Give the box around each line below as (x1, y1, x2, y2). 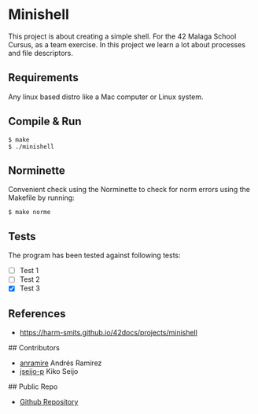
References (8, 307, 66, 320)
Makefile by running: (8, 193, 75, 202)
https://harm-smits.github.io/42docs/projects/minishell (19, 328, 198, 338)
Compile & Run (8, 115, 82, 128)
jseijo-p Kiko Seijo (19, 367, 79, 376)
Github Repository (19, 397, 79, 407)
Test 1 (19, 266, 39, 275)
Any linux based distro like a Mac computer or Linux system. (8, 92, 204, 102)
